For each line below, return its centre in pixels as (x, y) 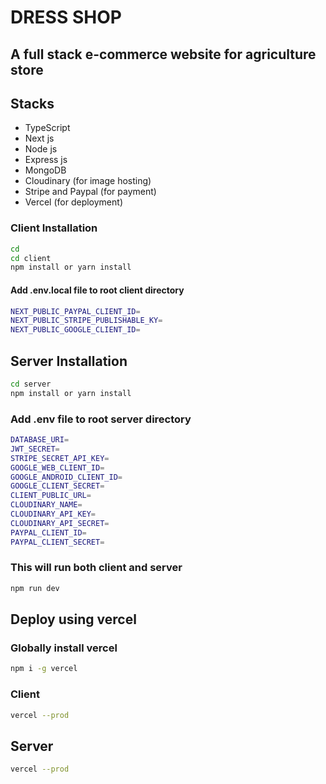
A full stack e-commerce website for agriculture (163, 54)
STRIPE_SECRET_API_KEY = (60, 458)
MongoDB (45, 170)
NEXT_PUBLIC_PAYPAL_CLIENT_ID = (75, 311)
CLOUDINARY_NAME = (46, 505)
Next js (39, 138)
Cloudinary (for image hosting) (88, 181)
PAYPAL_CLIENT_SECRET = (57, 542)
